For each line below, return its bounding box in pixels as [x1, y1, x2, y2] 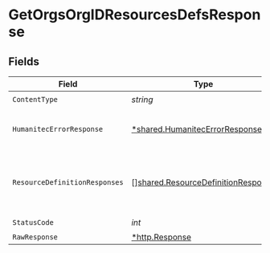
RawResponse [12, 233, 59, 242]
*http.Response [131, 231, 191, 243]
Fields [8, 55, 40, 68]
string [131, 94, 154, 105]
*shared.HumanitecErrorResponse [131, 124, 263, 134]
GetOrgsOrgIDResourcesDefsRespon [8, 6, 261, 24]
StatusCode [12, 218, 54, 226]
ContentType [12, 95, 59, 104]
